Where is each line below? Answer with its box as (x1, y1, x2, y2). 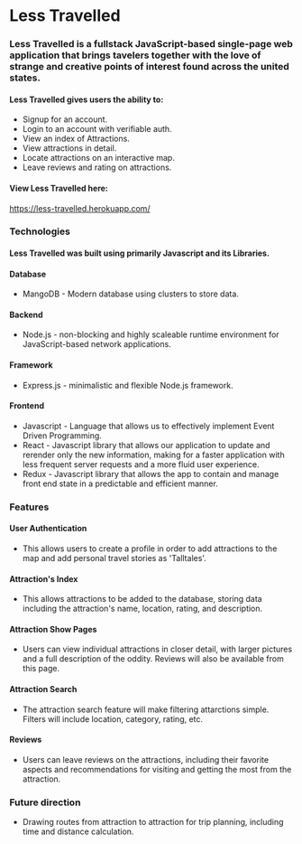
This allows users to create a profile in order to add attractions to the (22, 543, 278, 554)
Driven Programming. (22, 430, 102, 441)
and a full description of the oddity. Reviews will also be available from (22, 653, 284, 664)
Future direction (9, 796, 81, 809)
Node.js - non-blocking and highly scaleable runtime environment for (22, 329, 279, 340)
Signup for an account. (22, 114, 108, 125)
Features (9, 501, 50, 513)
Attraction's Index (9, 573, 78, 584)
